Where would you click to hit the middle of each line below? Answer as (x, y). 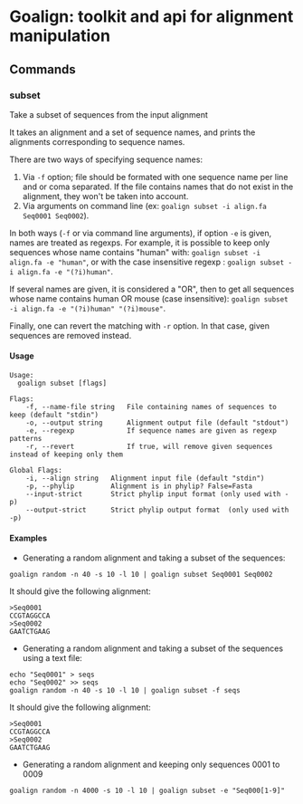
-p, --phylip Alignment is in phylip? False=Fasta (139, 486)
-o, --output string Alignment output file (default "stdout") (157, 423)
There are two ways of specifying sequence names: (106, 159)
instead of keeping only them (66, 455)
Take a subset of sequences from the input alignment (109, 114)
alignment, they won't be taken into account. (105, 196)
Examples (28, 538)
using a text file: (52, 658)
